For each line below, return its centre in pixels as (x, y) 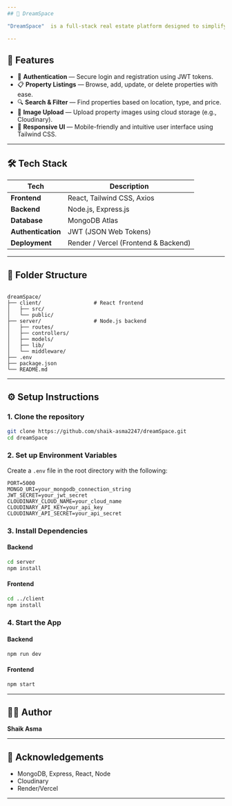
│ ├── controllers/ (38, 333)
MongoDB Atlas (93, 221)
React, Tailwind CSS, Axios (111, 198)
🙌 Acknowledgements (56, 757)
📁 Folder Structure (47, 275)
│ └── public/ (30, 315)
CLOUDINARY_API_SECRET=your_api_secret (65, 513)
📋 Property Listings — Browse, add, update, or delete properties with (117, 84)
